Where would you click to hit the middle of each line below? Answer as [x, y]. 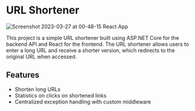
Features [23, 75]
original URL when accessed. [42, 56]
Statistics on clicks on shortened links [61, 95]
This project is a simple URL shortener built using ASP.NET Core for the [93, 38]
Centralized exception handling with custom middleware [83, 102]
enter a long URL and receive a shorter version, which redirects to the [90, 50]
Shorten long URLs [37, 89]
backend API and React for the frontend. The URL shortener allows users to [98, 44]
